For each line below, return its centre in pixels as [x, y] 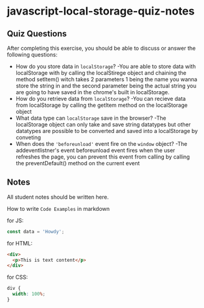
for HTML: [20, 243]
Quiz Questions [37, 34]
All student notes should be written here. [58, 197]
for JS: [15, 221]
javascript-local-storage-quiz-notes [101, 11]
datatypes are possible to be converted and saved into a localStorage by [107, 131]
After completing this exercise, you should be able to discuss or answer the [101, 48]
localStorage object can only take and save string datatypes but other [103, 125]
